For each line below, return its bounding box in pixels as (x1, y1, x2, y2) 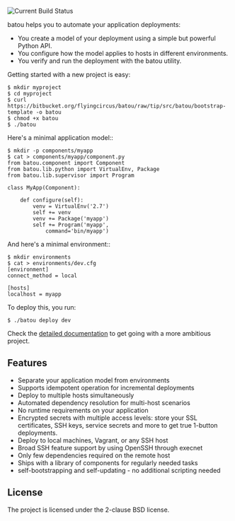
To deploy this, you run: (7, 303, 76, 311)
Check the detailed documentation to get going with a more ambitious (7, 329, 211, 337)
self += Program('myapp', (33, 221, 110, 228)
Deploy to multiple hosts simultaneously (17, 391, 134, 399)
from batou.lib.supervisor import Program (7, 172, 134, 179)
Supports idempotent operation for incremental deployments (17, 383, 195, 392)
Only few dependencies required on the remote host (17, 451, 171, 459)
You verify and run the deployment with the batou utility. (17, 57, 182, 65)
